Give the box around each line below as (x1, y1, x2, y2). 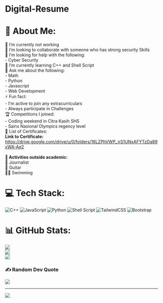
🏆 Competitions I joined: (5, 111, 55, 117)
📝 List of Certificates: (5, 129, 48, 135)
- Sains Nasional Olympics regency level (5, 123, 86, 129)
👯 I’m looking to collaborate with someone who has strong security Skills (5, 47, 150, 53)
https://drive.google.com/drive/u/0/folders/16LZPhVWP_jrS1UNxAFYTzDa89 (5, 139, 158, 145)
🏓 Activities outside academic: (5, 154, 68, 160)
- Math (5, 73, 18, 79)
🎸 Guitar (5, 165, 22, 170)
